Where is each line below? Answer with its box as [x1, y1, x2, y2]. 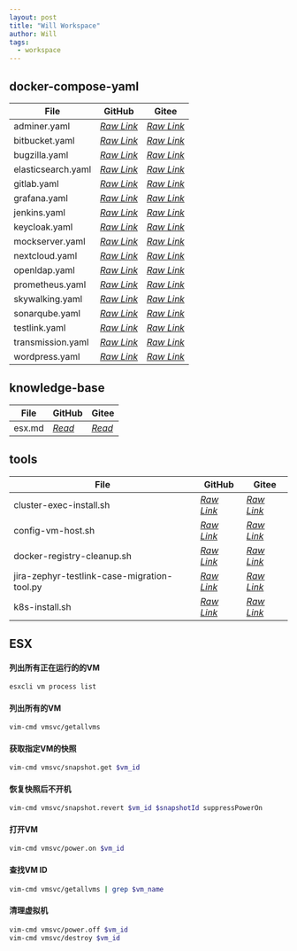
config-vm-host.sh [13, 524, 95, 536]
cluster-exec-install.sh [13, 498, 110, 511]
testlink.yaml [13, 321, 66, 333]
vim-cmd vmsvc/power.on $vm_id [9, 844, 125, 854]
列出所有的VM [9, 702, 62, 713]
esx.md [13, 422, 44, 434]
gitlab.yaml [13, 177, 59, 190]
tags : [9, 37, 29, 47]
